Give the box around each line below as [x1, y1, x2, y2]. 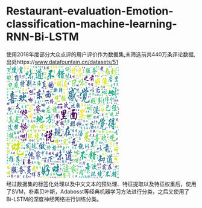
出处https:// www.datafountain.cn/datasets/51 [6, 58, 119, 65]
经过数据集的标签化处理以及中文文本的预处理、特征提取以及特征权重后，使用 [6, 180, 197, 187]
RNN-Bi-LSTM [6, 30, 80, 44]
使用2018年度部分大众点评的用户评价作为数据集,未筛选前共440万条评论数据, [6, 50, 195, 58]
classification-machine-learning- [6, 17, 177, 31]
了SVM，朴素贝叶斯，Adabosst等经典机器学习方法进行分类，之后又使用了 [6, 187, 190, 195]
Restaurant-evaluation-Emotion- [6, 4, 174, 18]
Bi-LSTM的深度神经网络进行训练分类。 [6, 195, 103, 203]
